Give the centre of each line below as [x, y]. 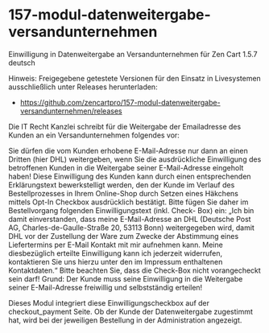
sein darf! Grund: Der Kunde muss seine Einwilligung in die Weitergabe [126, 278]
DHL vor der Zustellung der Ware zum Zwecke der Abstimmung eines [124, 236]
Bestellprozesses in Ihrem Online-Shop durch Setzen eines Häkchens [124, 193]
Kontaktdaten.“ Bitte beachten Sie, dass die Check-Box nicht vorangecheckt [135, 270]
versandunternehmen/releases [71, 111]
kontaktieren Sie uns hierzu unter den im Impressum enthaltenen [116, 261]
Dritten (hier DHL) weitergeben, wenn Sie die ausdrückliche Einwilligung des [135, 159]
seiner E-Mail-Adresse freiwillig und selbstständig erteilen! [106, 287]
